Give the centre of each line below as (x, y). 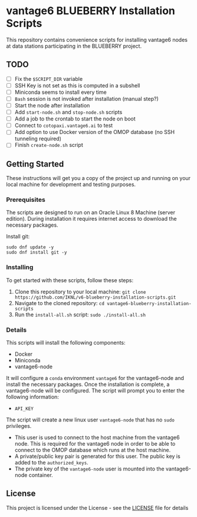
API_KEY (24, 409)
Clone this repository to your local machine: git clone (80, 292)
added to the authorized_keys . (51, 463)
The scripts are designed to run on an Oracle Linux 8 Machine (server (91, 212)
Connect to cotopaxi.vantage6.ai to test (64, 126)
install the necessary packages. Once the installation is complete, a (88, 384)
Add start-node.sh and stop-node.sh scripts (68, 112)
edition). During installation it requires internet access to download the (91, 219)
